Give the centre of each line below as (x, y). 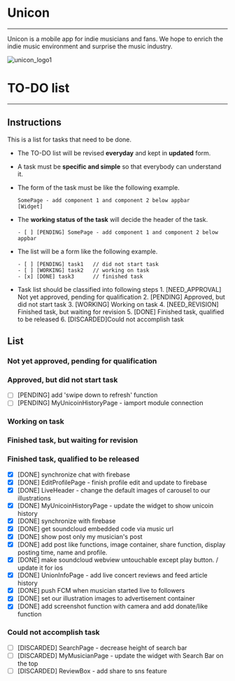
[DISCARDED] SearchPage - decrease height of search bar (102, 647)
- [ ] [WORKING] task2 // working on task (83, 270)
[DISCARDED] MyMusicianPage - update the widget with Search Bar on (120, 655)
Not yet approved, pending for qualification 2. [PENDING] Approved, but (121, 297)
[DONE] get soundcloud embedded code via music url (95, 528)
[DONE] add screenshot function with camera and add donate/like (113, 606)
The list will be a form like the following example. (87, 251)
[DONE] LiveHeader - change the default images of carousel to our (114, 490)
